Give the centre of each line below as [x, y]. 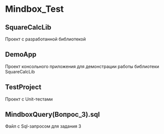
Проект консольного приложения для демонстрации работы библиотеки [82, 66]
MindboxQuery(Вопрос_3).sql [52, 115]
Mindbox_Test [34, 9]
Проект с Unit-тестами [29, 99]
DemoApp [21, 54]
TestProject [23, 87]
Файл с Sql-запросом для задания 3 [43, 126]
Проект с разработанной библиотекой [46, 39]
